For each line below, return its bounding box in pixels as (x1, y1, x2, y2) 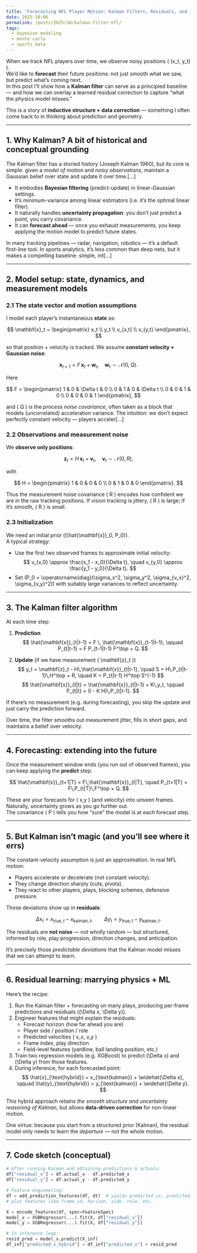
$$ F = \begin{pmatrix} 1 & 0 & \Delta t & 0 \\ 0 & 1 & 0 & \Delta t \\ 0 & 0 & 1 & (6, 386, 191, 393)
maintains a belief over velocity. (6, 722, 83, 730)
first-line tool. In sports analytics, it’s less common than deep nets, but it (6, 246, 180, 253)
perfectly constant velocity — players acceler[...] (6, 416, 124, 423)
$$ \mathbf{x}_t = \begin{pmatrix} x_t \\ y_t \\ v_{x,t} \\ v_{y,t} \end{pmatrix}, (6, 326, 191, 333)
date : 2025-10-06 (6, 14, 49, 20)
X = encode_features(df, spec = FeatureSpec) (6, 1209, 114, 1215)
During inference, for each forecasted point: (14, 1064, 121, 1072)
